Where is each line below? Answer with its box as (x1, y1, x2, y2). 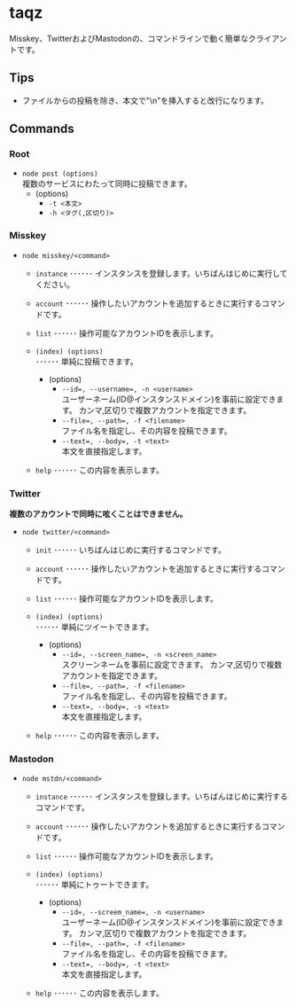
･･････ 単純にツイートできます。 (35, 621, 154, 632)
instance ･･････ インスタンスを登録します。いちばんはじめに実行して (35, 268, 288, 278)
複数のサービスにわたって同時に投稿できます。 (21, 178, 192, 189)
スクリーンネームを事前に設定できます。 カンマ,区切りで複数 (61, 660, 283, 670)
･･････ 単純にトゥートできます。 (35, 879, 154, 890)
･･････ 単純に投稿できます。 (35, 355, 139, 366)
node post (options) (21, 169, 98, 179)
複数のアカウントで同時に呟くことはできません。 (9, 509, 188, 519)
